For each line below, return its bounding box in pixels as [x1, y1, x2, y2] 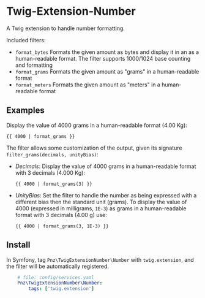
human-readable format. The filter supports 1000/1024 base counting [15, 55, 191, 62]
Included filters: [6, 36, 46, 44]
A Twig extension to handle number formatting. [6, 25, 125, 32]
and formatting [15, 61, 53, 69]
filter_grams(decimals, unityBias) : [6, 150, 99, 158]
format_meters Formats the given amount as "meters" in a [15, 81, 161, 88]
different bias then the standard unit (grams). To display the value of [15, 198, 187, 205]
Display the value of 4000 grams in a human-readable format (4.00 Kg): [6, 121, 188, 129]
